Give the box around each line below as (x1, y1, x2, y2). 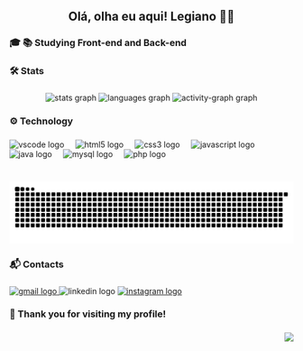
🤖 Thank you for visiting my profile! (9, 308, 167, 320)
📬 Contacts (9, 258, 65, 271)
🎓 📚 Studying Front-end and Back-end (9, 37, 188, 50)
